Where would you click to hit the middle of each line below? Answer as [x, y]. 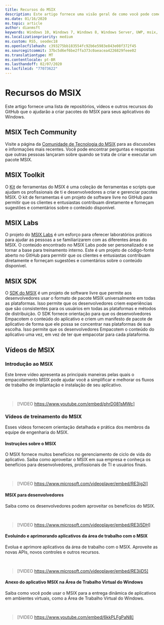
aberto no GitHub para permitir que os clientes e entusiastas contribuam [78, 255]
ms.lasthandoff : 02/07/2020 [34, 64]
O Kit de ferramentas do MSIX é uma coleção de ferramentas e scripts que [80, 187]
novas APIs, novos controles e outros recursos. [52, 552]
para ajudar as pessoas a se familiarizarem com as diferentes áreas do [76, 240]
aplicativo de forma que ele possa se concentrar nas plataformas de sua [78, 324]
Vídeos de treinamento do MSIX [43, 416]
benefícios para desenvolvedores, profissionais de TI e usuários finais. [76, 465]
